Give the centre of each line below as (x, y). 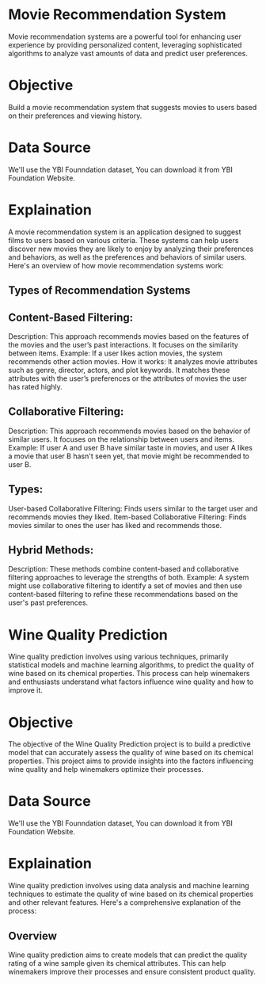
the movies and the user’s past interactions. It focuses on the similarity (123, 344)
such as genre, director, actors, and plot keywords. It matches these (119, 370)
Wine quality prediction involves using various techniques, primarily (118, 657)
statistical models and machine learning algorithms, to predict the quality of (131, 665)
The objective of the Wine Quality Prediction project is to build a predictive (129, 744)
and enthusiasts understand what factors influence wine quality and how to (131, 682)
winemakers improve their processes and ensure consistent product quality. (132, 971)
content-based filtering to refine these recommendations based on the (123, 595)
